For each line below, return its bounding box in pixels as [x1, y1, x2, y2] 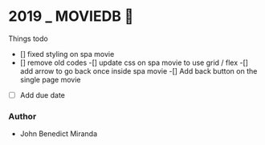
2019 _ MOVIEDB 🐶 [8, 7, 134, 26]
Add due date [19, 90, 66, 99]
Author [8, 111, 37, 122]
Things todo [8, 34, 48, 43]
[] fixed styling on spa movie [19, 49, 115, 58]
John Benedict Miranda [19, 129, 98, 139]
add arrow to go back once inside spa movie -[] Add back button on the [19, 66, 258, 75]
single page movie [19, 75, 81, 84]
